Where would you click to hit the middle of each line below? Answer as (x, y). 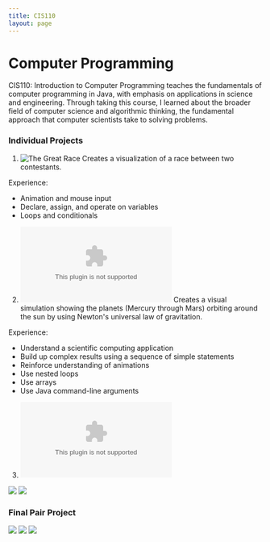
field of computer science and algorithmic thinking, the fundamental (121, 111)
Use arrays (38, 382)
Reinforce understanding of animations (85, 365)
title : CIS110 (32, 16)
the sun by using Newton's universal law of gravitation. (111, 316)
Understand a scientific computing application (97, 348)
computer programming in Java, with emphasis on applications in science (131, 94)
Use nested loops (49, 373)
